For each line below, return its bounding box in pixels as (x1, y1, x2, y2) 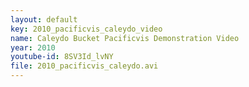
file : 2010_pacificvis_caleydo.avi (10, 61, 159, 71)
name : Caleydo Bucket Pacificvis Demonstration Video (10, 33, 240, 43)
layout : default (10, 14, 78, 25)
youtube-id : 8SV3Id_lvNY (10, 52, 114, 62)
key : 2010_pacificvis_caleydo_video (10, 24, 163, 34)
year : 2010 (10, 42, 56, 53)
